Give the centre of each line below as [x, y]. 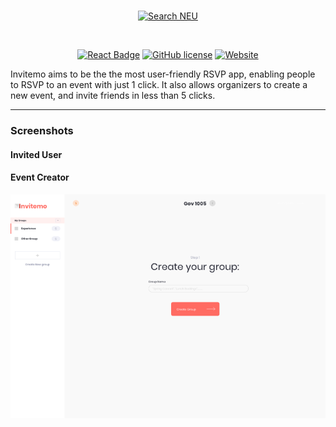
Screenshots [42, 130]
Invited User [36, 154]
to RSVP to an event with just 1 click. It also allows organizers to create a [159, 84]
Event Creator [40, 177]
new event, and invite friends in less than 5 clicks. [113, 95]
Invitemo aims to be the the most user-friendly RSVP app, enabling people [163, 74]
